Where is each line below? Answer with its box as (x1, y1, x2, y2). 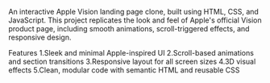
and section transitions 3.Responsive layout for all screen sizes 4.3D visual (8, 56, 256, 66)
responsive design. (8, 32, 72, 42)
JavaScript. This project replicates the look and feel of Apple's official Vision (8, 15, 262, 25)
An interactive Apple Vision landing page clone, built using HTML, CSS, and (8, 7, 260, 16)
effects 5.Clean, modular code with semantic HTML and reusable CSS (8, 65, 240, 75)
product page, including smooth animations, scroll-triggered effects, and (8, 24, 250, 33)
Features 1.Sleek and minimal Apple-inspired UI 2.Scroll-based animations (8, 48, 254, 57)
